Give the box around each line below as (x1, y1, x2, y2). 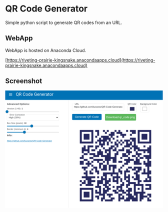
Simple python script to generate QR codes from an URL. (5, 19, 122, 25)
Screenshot (5, 77, 42, 85)
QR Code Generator (5, 3, 88, 14)
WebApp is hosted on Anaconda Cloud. (5, 47, 86, 53)
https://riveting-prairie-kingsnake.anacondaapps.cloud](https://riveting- (6, 57, 155, 63)
